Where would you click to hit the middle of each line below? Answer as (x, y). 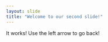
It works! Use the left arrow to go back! (53, 33)
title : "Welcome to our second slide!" (55, 17)
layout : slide (23, 11)
